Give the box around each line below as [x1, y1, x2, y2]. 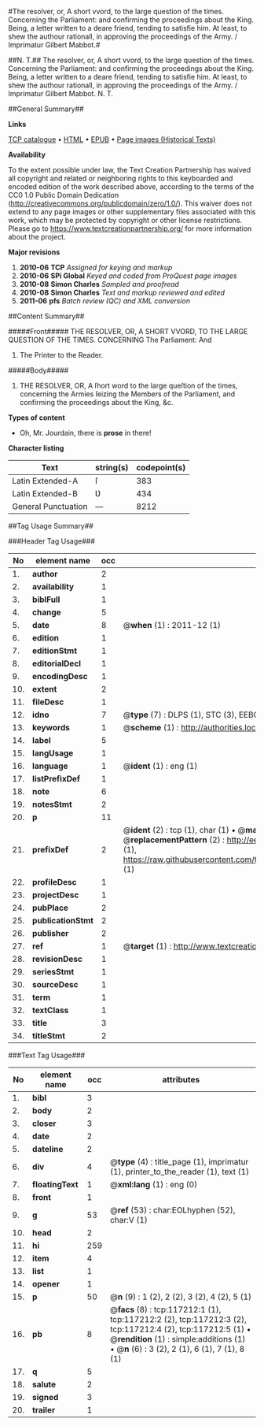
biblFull [32, 594, 60, 605]
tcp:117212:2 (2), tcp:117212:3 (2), [109, 1314, 247, 1324]
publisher [32, 928, 69, 938]
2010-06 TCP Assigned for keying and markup [19, 263, 173, 272]
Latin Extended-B [12, 488, 79, 499]
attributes [162, 1075, 200, 1085]
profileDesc [32, 877, 77, 887]
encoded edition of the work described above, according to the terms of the [8, 182, 255, 191]
